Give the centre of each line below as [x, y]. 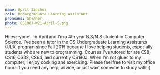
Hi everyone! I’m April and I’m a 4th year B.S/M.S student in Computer [75, 37]
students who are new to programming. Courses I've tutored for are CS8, [78, 52]
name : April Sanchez [26, 9]
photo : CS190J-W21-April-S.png [37, 23]
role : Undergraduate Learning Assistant [47, 14]
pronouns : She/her [24, 18]
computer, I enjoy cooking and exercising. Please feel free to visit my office [80, 62]
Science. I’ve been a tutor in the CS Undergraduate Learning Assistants [76, 42]
